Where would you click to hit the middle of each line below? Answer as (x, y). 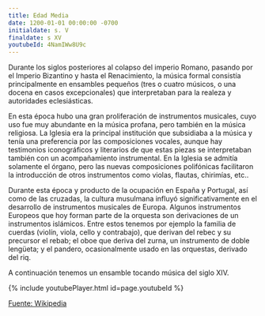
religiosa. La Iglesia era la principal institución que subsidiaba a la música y (131, 133)
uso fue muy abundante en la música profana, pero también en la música (127, 125)
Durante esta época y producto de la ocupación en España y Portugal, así (128, 190)
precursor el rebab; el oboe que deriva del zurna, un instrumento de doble (129, 241)
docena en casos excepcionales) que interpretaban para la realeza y (120, 92)
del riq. (20, 258)
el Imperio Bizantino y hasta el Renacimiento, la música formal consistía (125, 76)
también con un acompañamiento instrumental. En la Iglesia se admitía (123, 158)
